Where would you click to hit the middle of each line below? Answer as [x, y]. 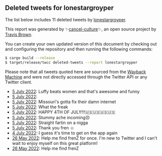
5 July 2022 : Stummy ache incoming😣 [51, 117]
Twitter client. [19, 82]
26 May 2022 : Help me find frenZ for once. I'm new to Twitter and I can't [85, 138]
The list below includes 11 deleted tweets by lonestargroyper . [66, 19]
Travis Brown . [19, 34]
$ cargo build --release [30, 58]
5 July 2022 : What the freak [40, 107]
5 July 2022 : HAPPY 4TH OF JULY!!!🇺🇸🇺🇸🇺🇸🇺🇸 [64, 112]
